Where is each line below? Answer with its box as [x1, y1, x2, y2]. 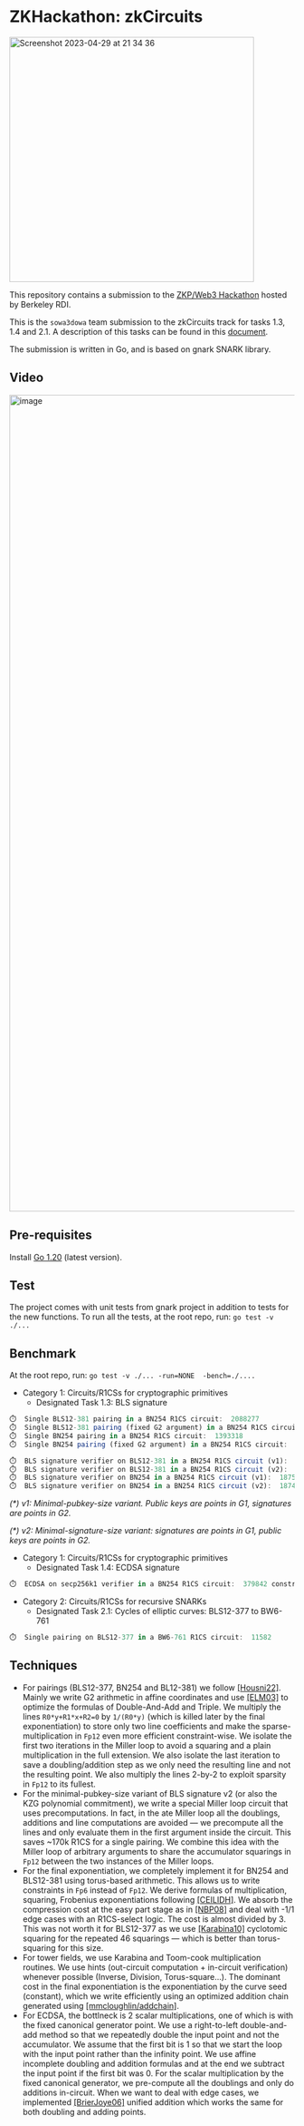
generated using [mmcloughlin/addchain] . [22, 2000, 179, 2011]
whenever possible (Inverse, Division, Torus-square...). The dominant [22, 1971, 280, 1982]
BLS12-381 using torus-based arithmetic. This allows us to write [22, 1875, 261, 1886]
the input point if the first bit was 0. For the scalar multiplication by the [22, 2067, 284, 2079]
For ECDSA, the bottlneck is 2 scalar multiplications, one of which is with [22, 2010, 294, 2021]
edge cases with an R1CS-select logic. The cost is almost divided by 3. [22, 1913, 287, 1925]
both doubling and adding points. [22, 2106, 147, 2117]
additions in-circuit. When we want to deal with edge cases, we [22, 2087, 260, 2098]
